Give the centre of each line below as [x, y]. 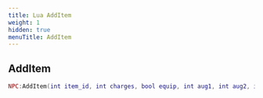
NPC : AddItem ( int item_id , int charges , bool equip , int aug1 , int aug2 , [129, 86]
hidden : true [29, 30]
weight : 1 [24, 23]
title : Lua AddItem [40, 15]
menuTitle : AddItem [40, 37]
